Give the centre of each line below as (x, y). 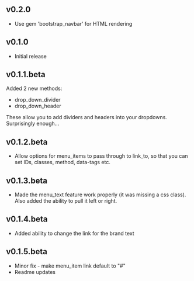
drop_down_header (38, 106)
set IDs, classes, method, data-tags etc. (63, 162)
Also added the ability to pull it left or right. (66, 201)
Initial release (30, 56)
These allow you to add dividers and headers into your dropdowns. (87, 117)
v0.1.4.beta (27, 219)
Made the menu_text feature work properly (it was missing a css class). (100, 195)
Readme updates (35, 272)
